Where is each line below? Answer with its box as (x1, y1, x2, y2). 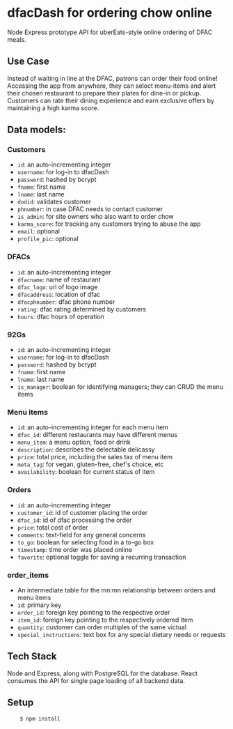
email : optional (17, 227, 61, 236)
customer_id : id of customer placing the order (17, 508, 148, 516)
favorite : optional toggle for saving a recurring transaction (17, 553, 186, 561)
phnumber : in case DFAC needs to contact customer (17, 205, 163, 213)
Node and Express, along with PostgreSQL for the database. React (7, 669, 198, 677)
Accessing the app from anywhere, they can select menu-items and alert (7, 82, 216, 90)
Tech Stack (7, 650, 57, 663)
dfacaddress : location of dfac (17, 290, 101, 298)
